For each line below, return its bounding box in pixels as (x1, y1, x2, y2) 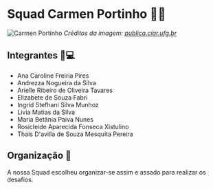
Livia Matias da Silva (16, 108, 76, 116)
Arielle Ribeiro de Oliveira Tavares (16, 86, 113, 94)
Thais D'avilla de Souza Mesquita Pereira (16, 130, 133, 138)
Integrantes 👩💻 (7, 49, 76, 61)
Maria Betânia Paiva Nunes (16, 115, 94, 123)
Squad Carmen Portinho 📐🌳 (7, 6, 166, 22)
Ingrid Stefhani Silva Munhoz (16, 100, 100, 109)
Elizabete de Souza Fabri (16, 93, 88, 102)
